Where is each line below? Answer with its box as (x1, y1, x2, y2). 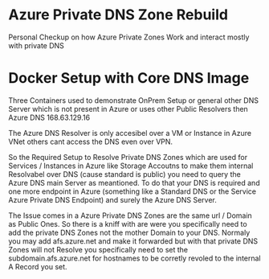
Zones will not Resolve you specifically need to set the (8, 244, 189, 254)
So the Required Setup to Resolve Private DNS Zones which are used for (8, 152, 247, 162)
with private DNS (8, 40, 64, 50)
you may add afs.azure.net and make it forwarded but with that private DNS (8, 236, 259, 246)
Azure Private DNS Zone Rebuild (8, 6, 229, 24)
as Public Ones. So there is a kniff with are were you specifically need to (8, 219, 247, 228)
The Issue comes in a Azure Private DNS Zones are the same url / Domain (8, 211, 253, 220)
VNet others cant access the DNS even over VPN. (8, 137, 173, 146)
